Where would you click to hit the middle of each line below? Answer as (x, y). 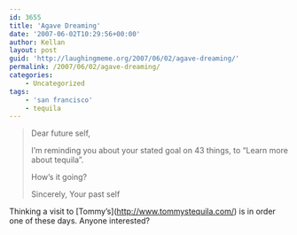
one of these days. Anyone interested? (80, 221)
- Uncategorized (55, 83)
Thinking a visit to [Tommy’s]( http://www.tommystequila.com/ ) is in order (143, 211)
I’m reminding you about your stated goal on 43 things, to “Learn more (159, 151)
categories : (31, 75)
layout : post (33, 51)
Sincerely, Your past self (75, 194)
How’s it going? (59, 177)
